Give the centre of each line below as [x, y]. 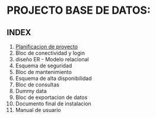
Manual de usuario [38, 110]
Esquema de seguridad [44, 66]
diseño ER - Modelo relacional [52, 59]
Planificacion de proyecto [47, 46]
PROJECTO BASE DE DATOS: [79, 10]
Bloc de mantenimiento [43, 72]
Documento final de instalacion [53, 104]
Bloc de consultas [37, 85]
